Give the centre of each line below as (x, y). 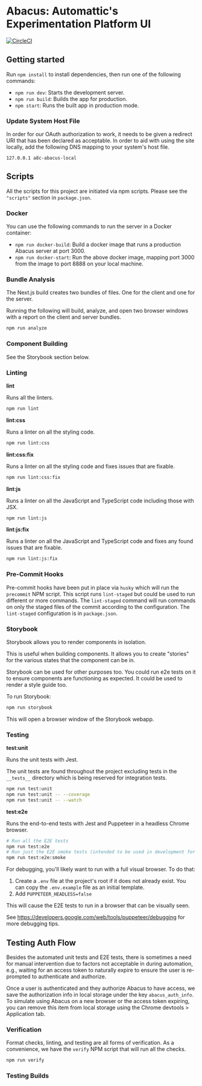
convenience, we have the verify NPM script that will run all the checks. (96, 1049)
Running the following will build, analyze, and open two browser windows (97, 311)
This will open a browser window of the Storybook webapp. (80, 719)
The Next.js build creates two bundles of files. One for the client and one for (101, 293)
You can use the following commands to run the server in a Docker (89, 226)
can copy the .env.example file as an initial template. (80, 888)
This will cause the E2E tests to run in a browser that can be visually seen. (98, 906)
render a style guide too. (37, 684)
